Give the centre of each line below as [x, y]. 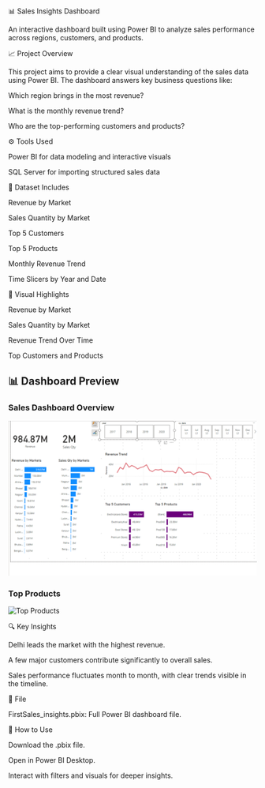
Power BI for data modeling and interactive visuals [90, 157]
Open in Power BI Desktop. [52, 760]
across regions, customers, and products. [76, 38]
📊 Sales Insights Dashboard [54, 11]
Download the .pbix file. [47, 745]
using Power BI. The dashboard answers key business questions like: [120, 80]
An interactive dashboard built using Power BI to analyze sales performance [131, 29]
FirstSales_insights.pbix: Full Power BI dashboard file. [95, 714]
